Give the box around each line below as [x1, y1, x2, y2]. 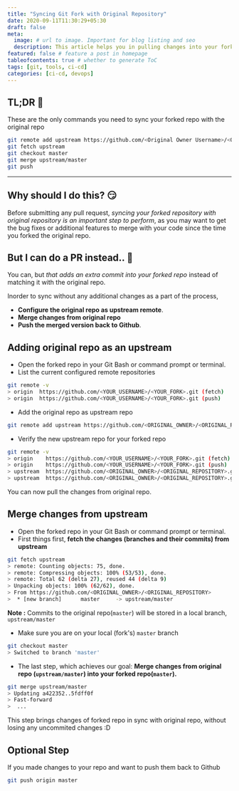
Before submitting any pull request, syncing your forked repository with [7, 208, 216, 217]
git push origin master [7, 777, 78, 784]
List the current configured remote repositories [17, 368, 156, 377]
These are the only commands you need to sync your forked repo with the [7, 115, 225, 124]
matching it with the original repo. [7, 278, 106, 287]
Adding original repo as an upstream [7, 341, 172, 353]
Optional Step [7, 744, 70, 756]
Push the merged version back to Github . [17, 321, 142, 330]
